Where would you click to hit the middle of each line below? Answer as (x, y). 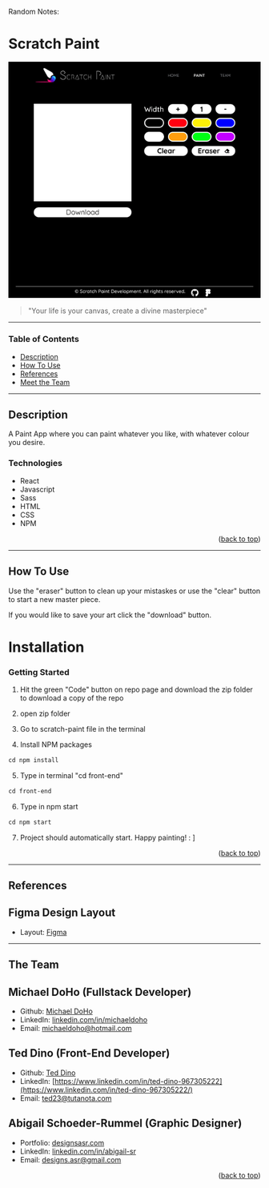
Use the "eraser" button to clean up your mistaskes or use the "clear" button (134, 591)
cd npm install (34, 760)
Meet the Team (45, 382)
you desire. (27, 443)
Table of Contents (44, 339)
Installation (46, 647)
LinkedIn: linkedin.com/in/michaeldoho (84, 1020)
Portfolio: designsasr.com (62, 1142)
